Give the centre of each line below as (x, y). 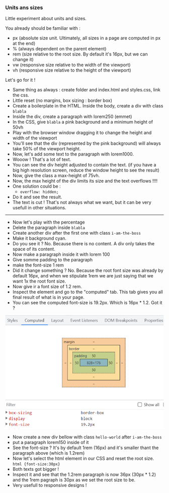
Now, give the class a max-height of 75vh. (56, 176)
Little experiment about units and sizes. (46, 19)
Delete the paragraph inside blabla (49, 228)
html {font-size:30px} (36, 464)
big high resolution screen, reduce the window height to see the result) (86, 170)
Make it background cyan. (39, 238)
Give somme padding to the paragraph (53, 260)
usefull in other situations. (39, 208)
